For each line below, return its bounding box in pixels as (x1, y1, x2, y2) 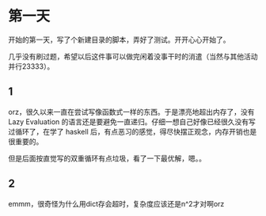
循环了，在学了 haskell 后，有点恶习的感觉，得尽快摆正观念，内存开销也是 (14, 127, 257, 136)
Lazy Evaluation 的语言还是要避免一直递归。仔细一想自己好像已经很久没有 (8, 116, 249, 127)
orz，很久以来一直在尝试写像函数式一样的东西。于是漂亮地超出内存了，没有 (8, 107, 255, 116)
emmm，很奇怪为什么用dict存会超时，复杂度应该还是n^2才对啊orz (8, 199, 225, 208)
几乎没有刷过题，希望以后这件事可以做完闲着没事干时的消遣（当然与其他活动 (8, 51, 258, 61)
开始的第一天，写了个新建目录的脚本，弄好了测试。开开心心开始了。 (8, 35, 230, 44)
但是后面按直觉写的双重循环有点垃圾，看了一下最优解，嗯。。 (8, 153, 206, 163)
